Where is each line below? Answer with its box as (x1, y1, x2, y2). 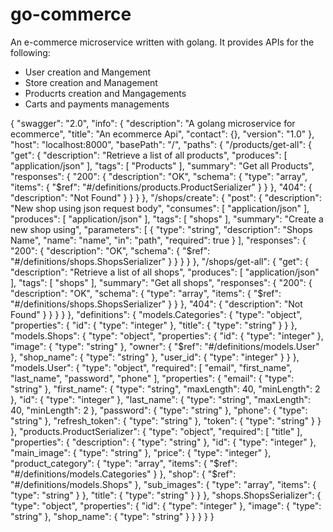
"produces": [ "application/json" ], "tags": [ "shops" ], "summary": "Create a (10, 213, 324, 225)
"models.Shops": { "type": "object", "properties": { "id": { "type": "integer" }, (10, 329, 324, 342)
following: (10, 46, 51, 58)
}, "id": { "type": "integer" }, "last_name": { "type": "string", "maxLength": (10, 393, 312, 405)
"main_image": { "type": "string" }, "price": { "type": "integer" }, (10, 446, 272, 458)
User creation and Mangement (24, 66, 152, 78)
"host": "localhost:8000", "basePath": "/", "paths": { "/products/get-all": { (10, 138, 312, 150)
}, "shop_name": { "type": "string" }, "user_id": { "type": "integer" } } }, (10, 351, 300, 363)
